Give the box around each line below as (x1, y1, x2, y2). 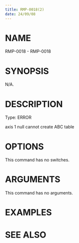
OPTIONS (5, 141, 44, 152)
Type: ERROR (5, 114, 32, 120)
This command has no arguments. (5, 190, 73, 196)
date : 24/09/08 (5, 12, 36, 16)
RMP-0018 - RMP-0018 (5, 49, 51, 54)
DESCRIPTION (5, 98, 63, 110)
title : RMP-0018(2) (5, 7, 45, 12)
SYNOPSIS (5, 65, 49, 77)
